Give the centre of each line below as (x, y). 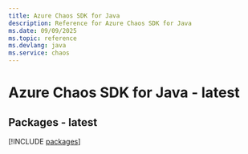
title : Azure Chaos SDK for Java (64, 16)
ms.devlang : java (37, 46)
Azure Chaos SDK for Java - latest (124, 93)
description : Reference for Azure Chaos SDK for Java (100, 23)
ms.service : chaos (39, 53)
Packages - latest (53, 122)
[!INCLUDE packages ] (45, 142)
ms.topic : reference (43, 38)
